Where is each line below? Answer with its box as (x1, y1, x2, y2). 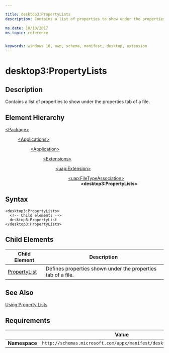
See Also (5, 288, 34, 297)
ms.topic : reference (5, 30, 49, 35)
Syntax (5, 195, 28, 204)
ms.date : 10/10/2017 (5, 26, 49, 31)
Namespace (8, 340, 38, 347)
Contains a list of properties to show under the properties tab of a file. (5, 99, 150, 105)
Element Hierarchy (5, 113, 65, 122)
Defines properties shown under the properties (45, 265, 157, 272)
